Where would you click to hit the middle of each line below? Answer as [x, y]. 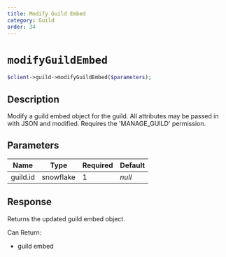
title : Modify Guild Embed [47, 14]
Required [98, 165]
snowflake [58, 177]
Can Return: [24, 232]
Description [33, 99]
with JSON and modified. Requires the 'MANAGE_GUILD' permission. [107, 124]
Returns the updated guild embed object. [66, 218]
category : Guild [31, 20]
